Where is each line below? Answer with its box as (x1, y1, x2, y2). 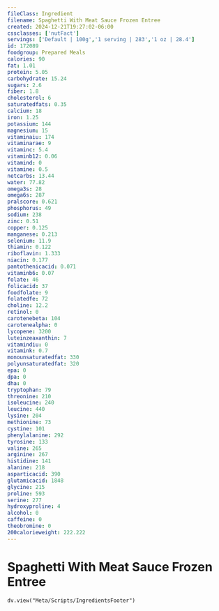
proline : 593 (7, 490, 45, 497)
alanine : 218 (7, 465, 45, 472)
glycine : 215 (7, 483, 45, 490)
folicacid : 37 (7, 282, 49, 289)
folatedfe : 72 (7, 296, 49, 303)
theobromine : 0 (7, 522, 52, 529)
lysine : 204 (7, 412, 42, 419)
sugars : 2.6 (7, 82, 42, 89)
